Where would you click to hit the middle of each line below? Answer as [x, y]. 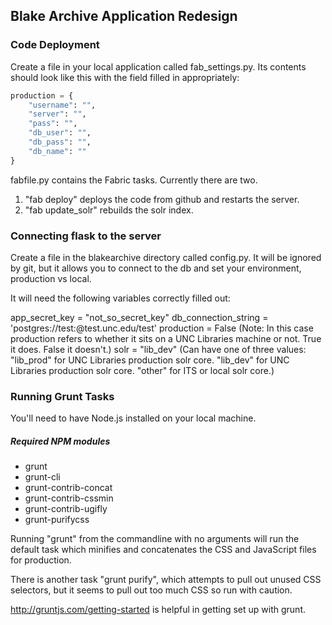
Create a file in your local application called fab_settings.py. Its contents [158, 66]
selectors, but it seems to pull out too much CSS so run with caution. [151, 590]
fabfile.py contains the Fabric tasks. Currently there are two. [134, 180]
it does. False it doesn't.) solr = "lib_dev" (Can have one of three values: [158, 349]
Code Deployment [55, 45]
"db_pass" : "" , [60, 142]
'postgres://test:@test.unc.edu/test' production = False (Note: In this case [162, 328]
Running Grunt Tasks [62, 396]
